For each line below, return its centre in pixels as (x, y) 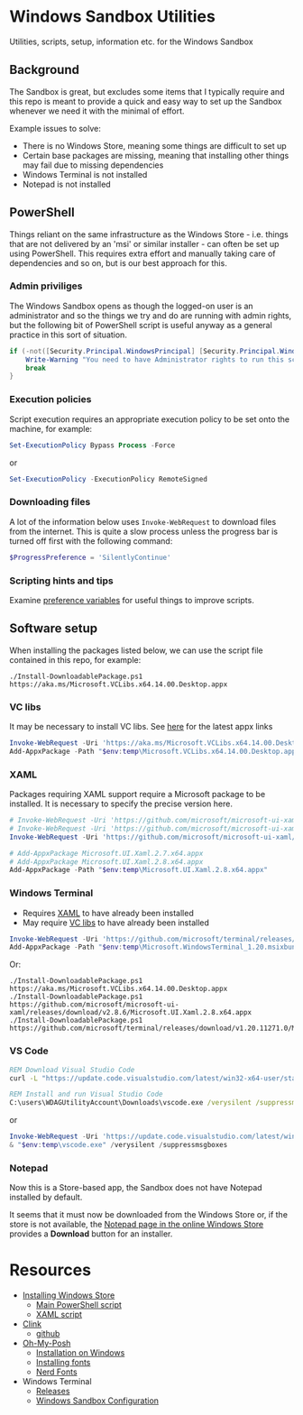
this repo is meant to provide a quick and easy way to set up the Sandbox (146, 101)
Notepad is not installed (66, 184)
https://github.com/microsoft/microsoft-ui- (94, 1005)
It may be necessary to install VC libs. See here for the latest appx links (141, 726)
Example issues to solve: (55, 128)
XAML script (59, 1315)
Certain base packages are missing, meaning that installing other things (156, 155)
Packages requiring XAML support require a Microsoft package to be (138, 795)
